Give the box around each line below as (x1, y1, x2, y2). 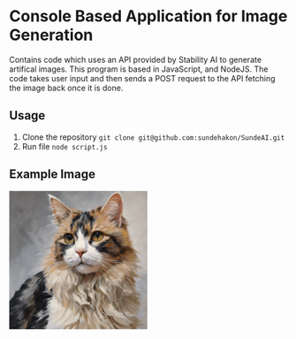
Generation (9, 25, 94, 45)
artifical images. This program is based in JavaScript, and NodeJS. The (9, 64, 269, 74)
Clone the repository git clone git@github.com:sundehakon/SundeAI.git (21, 131, 285, 143)
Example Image (9, 166, 95, 182)
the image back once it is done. (9, 82, 124, 93)
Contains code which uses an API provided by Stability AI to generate (9, 54, 262, 65)
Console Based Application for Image (9, 6, 288, 27)
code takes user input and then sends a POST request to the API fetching (9, 73, 276, 83)
